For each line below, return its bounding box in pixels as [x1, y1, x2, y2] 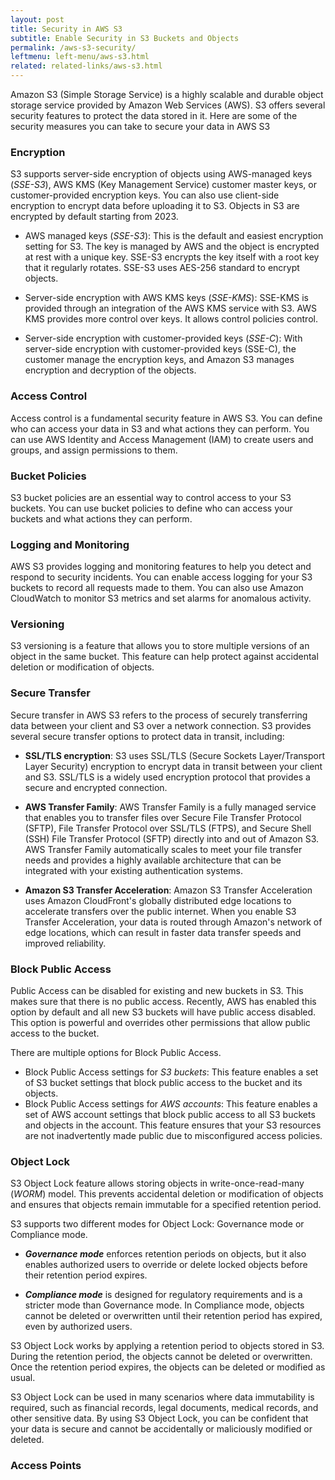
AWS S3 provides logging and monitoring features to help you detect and [10, 561, 312, 573]
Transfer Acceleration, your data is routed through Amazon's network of [24, 916, 323, 928]
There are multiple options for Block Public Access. [10, 1047, 222, 1059]
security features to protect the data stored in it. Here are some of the [10, 110, 298, 121]
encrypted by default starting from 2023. [10, 211, 179, 223]
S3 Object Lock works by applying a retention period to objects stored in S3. [10, 1340, 325, 1352]
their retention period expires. [24, 1269, 148, 1281]
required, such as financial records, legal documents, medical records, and [10, 1402, 319, 1414]
